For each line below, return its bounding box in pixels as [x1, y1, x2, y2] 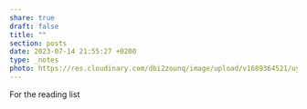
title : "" [9, 30, 48, 39]
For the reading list [9, 88, 80, 100]
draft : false [9, 22, 59, 31]
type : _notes [9, 55, 59, 64]
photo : [9, 64, 35, 74]
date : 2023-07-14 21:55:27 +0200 [9, 47, 137, 56]
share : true [9, 13, 55, 23]
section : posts [9, 38, 68, 48]
